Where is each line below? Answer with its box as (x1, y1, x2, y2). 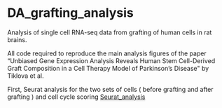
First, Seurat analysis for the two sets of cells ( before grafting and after (7, 85, 214, 93)
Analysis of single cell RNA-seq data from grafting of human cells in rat (7, 28, 212, 36)
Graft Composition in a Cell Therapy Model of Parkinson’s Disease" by (7, 64, 209, 72)
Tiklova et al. (7, 72, 44, 80)
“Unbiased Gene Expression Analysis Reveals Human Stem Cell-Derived (7, 56, 216, 65)
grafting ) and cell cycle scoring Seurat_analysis (7, 93, 146, 101)
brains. (7, 35, 27, 43)
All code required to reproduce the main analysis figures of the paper (7, 49, 207, 58)
